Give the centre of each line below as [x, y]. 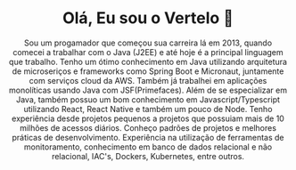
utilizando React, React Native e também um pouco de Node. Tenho [148, 109]
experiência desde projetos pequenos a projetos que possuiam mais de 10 [148, 118]
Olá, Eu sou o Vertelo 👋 [148, 18]
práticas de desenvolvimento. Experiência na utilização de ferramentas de [148, 137]
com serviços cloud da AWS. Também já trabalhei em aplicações [148, 80]
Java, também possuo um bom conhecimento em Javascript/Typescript [148, 99]
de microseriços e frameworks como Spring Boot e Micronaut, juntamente [148, 71]
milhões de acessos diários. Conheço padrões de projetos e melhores [148, 127]
